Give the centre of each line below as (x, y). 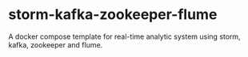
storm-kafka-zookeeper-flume (113, 15)
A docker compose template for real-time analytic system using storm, (125, 36)
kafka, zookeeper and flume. (56, 44)
